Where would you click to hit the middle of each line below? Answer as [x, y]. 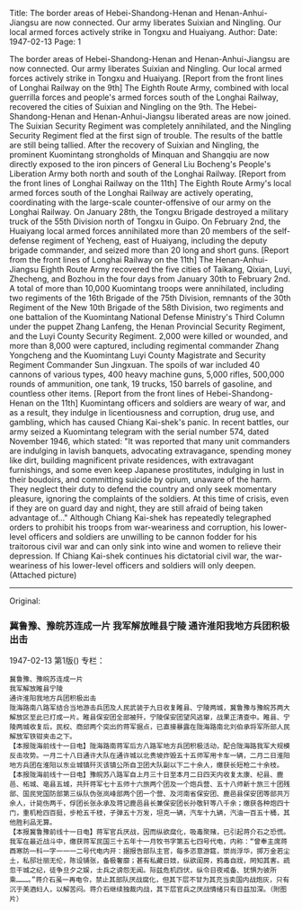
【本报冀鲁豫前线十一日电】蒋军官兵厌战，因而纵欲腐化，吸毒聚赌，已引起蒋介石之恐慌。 [150, 832]
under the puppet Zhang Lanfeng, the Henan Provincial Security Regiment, [147, 326]
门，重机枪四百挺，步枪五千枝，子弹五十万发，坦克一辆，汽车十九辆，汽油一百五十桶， [147, 813]
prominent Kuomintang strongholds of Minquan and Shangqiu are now [139, 155]
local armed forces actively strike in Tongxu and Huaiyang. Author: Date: [143, 32]
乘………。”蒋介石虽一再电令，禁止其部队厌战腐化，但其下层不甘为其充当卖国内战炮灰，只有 [150, 880]
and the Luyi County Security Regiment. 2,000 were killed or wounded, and [149, 336]
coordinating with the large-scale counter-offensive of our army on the [140, 202]
